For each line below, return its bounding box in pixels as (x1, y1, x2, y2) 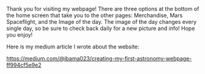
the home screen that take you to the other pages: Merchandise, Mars (6, 12, 183, 19)
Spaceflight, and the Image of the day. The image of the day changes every (6, 18, 197, 25)
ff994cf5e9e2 (6, 61, 42, 68)
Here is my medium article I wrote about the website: (6, 43, 140, 50)
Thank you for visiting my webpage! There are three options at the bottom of (6, 6, 199, 12)
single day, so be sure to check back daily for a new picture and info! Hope (6, 24, 195, 32)
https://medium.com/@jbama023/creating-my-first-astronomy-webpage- (6, 55, 192, 62)
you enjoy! (6, 31, 33, 39)
